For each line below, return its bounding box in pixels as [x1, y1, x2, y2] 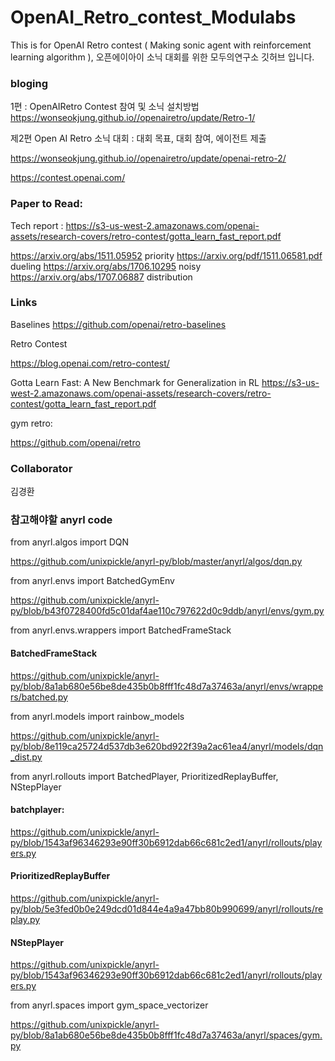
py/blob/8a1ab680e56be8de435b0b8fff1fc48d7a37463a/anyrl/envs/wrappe [10, 680, 324, 692]
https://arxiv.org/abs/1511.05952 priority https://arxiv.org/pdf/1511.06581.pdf [10, 249, 323, 261]
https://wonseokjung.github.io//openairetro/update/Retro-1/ [10, 112, 256, 124]
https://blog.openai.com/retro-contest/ [10, 357, 170, 369]
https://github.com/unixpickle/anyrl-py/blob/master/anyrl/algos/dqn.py [10, 556, 303, 568]
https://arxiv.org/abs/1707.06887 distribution [10, 271, 193, 283]
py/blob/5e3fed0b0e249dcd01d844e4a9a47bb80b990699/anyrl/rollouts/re [10, 903, 324, 915]
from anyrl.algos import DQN [10, 536, 130, 548]
